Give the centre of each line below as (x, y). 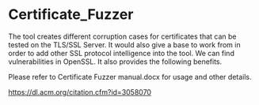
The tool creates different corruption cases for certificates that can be (122, 36)
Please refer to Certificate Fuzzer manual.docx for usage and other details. (130, 77)
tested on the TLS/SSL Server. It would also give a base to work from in (124, 44)
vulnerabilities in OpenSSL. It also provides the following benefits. (115, 62)
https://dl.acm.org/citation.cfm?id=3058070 (80, 92)
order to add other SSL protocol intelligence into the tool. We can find (122, 53)
